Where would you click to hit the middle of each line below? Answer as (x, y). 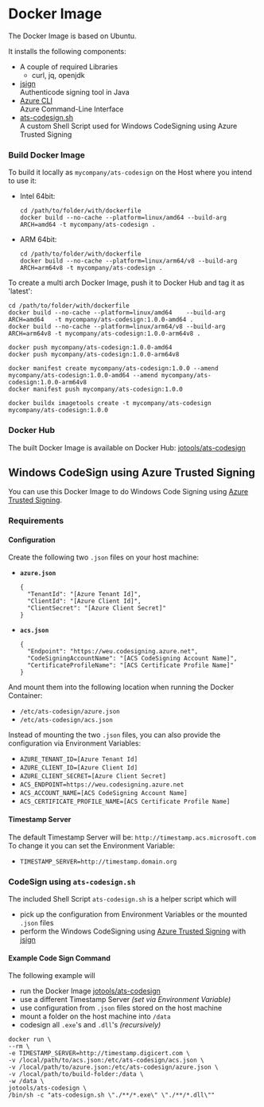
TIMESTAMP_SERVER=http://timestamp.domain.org (98, 861)
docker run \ (30, 1039)
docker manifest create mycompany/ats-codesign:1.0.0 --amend (113, 368)
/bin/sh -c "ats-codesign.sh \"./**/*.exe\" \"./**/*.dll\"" (112, 1095)
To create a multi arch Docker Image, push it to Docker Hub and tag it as (126, 283)
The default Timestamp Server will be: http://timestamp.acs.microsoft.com (132, 837)
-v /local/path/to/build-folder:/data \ (76, 1074)
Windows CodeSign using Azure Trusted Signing (132, 472)
